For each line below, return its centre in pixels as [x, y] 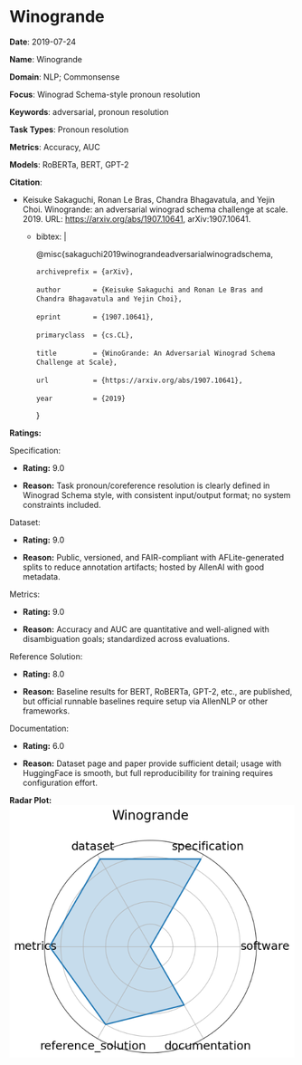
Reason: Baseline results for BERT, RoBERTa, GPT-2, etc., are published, [157, 691]
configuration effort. [60, 782]
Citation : [26, 182]
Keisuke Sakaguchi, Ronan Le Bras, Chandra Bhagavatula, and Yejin [149, 199]
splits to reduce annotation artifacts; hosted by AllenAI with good [143, 567]
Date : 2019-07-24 [43, 42]
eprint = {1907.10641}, [95, 317]
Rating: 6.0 [43, 745]
